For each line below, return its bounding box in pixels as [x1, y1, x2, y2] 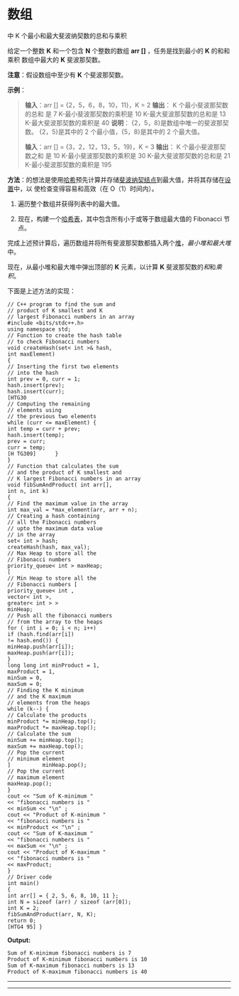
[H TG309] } [7, 450, 59, 457]
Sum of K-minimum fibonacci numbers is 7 [7, 949, 132, 957]
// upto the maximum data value [7, 524, 103, 532]
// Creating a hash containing [7, 512, 100, 519]
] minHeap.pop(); [7, 761, 87, 768]
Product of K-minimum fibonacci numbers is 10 [7, 955, 148, 963]
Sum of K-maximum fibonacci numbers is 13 [7, 962, 135, 969]
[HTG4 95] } [7, 923, 43, 931]
